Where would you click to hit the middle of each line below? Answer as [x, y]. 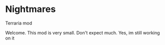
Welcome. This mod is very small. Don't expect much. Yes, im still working [83, 32]
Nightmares [31, 9]
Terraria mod [19, 23]
